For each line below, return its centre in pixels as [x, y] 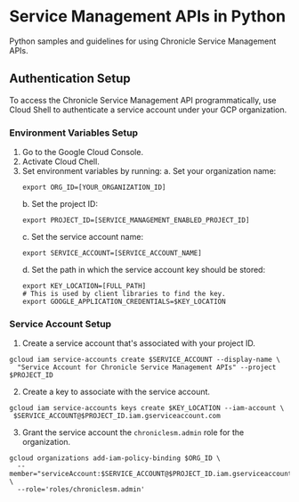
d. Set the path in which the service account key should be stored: [143, 270]
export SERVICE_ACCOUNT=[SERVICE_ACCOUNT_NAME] [112, 253]
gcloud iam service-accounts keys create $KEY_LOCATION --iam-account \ [147, 408]
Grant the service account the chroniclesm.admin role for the [133, 432]
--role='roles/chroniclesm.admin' [81, 490]
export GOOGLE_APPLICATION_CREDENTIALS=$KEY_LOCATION [124, 302]
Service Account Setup [61, 324]
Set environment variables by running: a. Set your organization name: [149, 171]
